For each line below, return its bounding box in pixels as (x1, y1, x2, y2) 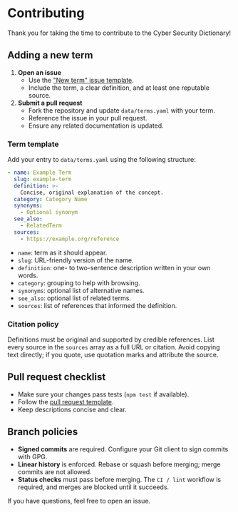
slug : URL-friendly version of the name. (17, 255, 134, 265)
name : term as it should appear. (17, 248, 108, 257)
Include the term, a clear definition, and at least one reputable (28, 83, 210, 92)
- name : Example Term (7, 169, 72, 176)
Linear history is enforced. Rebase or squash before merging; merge (17, 460, 221, 469)
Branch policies (7, 426, 78, 438)
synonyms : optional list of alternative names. (17, 286, 145, 295)
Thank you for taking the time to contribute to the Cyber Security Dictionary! (7, 29, 232, 37)
